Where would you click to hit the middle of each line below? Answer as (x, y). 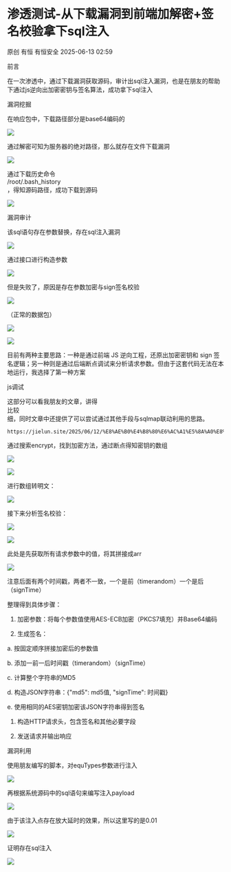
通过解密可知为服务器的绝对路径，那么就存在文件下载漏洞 (88, 146)
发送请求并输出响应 (44, 736)
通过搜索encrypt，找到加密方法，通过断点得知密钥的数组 (87, 445)
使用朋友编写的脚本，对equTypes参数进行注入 (72, 765)
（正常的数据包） (31, 315)
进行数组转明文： (31, 485)
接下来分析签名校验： (37, 513)
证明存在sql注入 (30, 848)
